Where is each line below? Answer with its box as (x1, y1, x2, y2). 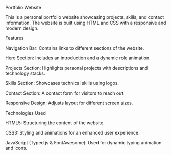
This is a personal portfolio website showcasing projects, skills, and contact (5, 14, 164, 20)
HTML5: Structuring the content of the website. (5, 120, 105, 126)
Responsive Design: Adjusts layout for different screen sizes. (5, 100, 133, 106)
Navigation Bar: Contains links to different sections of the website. (5, 45, 144, 51)
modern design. (5, 25, 39, 31)
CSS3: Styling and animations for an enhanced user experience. (5, 130, 140, 136)
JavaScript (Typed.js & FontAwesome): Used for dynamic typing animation (5, 140, 162, 145)
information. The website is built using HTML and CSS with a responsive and (5, 20, 166, 26)
